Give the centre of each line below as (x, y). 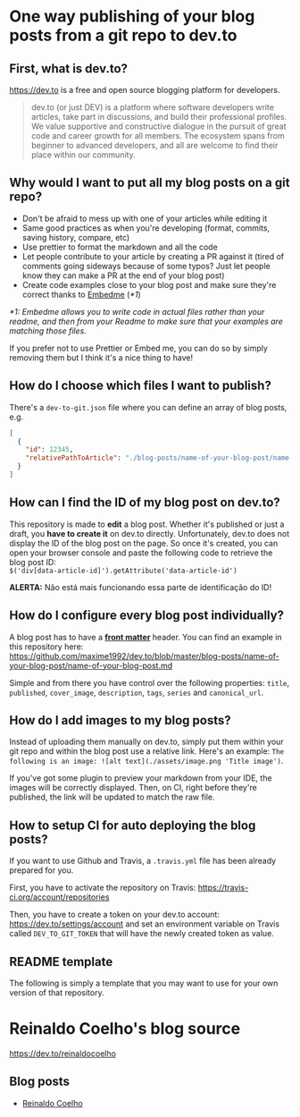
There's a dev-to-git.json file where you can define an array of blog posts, (148, 407)
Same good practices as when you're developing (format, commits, (146, 228)
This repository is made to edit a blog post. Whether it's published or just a (147, 524)
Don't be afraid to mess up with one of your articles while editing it (145, 218)
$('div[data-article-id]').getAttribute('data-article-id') (124, 571)
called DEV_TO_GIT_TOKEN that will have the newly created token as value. (142, 934)
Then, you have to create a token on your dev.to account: (115, 915)
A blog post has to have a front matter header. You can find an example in (146, 637)
